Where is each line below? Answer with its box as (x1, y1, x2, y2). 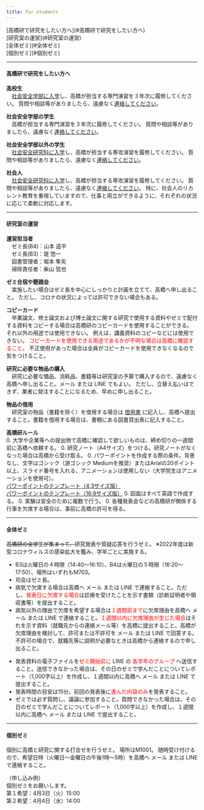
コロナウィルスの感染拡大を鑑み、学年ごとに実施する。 (11, 548, 150, 556)
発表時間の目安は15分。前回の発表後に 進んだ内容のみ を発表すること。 (15, 688, 191, 696)
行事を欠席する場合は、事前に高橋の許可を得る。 (6, 505, 129, 512)
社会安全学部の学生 (6, 113, 55, 120)
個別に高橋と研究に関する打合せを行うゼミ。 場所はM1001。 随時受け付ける (6, 746, 195, 753)
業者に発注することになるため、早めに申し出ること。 (22, 388, 155, 396)
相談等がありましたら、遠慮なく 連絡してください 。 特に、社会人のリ (16, 184, 188, 192)
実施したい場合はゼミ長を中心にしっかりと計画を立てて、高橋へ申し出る (11, 286, 192, 293)
